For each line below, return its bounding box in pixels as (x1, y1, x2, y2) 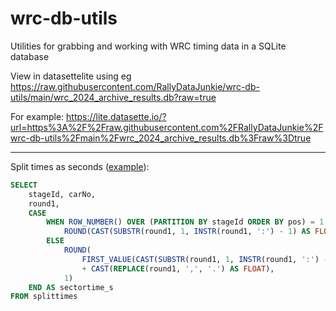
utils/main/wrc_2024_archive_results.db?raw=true (10, 91, 217, 103)
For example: (10, 110, 65, 122)
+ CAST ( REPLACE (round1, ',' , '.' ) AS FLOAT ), (81, 263, 275, 274)
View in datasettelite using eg (10, 70, 132, 82)
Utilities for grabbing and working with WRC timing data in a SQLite (10, 40, 287, 52)
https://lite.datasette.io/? (66, 110, 167, 122)
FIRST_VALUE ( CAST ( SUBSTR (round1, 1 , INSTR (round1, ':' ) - (81, 254, 329, 264)
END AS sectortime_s (28, 282, 114, 292)
